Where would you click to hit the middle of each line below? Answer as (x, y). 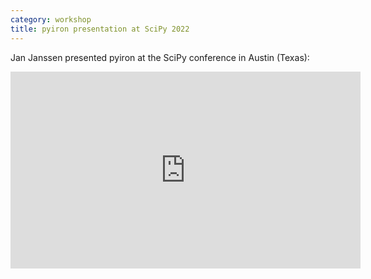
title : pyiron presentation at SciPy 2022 (100, 29)
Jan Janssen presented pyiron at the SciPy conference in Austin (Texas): (160, 57)
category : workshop (51, 19)
